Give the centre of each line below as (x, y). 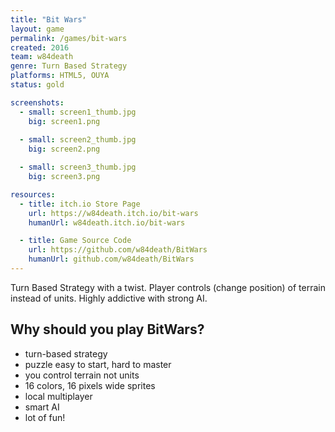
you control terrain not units (82, 375)
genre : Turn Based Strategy (69, 66)
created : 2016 (40, 47)
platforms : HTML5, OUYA (60, 76)
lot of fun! (45, 417)
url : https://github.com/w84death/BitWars (118, 250)
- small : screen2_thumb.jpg (78, 140)
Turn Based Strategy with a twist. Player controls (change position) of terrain (168, 287)
